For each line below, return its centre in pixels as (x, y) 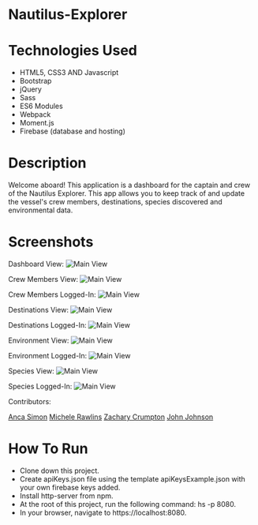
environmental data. (41, 210)
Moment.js (37, 123)
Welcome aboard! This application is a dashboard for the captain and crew (129, 185)
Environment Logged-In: (48, 356)
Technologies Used (73, 51)
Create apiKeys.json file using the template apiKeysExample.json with (133, 478)
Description (47, 163)
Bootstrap (36, 81)
